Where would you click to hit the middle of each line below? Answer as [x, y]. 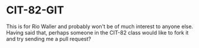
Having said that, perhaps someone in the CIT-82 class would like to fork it [97, 32]
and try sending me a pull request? [49, 39]
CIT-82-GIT [35, 10]
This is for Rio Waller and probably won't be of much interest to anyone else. [100, 26]
